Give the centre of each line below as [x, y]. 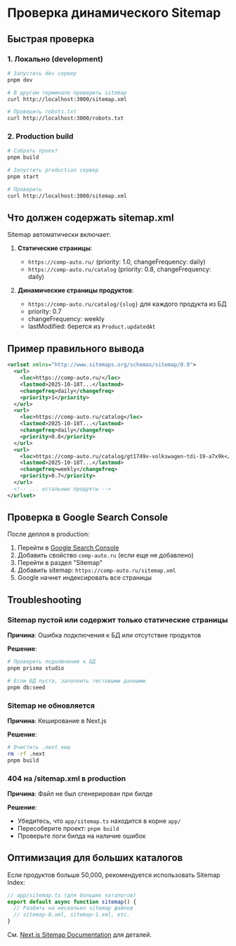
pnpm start [23, 177]
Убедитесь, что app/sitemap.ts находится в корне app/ [99, 821]
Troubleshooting [45, 600]
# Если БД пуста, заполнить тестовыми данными [77, 681]
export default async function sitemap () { [72, 902]
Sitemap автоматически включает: [59, 235]
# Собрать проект [33, 151]
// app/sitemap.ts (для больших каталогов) [72, 895]
